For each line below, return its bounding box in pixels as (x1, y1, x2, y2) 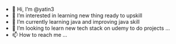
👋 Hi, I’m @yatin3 (11, 6, 55, 12)
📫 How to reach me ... (11, 32, 67, 38)
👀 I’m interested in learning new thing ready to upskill (11, 12, 143, 19)
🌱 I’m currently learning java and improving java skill (11, 18, 140, 25)
